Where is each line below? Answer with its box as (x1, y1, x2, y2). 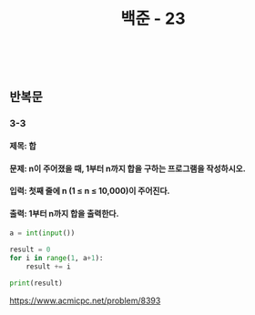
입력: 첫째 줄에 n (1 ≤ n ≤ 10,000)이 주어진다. (9, 186, 170, 197)
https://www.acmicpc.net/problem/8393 (9, 295, 161, 306)
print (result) (9, 279, 64, 288)
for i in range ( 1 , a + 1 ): (9, 254, 104, 263)
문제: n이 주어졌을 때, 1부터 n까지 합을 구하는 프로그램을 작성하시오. (9, 163, 246, 174)
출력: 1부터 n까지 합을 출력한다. (9, 208, 119, 218)
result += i (25, 262, 71, 271)
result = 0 (9, 245, 51, 255)
